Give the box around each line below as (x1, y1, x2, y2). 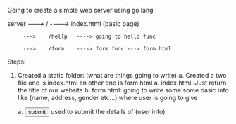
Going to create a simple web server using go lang (7, 6, 154, 14)
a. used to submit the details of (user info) (17, 108, 166, 116)
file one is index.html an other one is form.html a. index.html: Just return (17, 78, 227, 87)
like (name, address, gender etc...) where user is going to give (17, 94, 198, 102)
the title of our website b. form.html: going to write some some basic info (17, 86, 229, 94)
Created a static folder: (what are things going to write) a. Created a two (17, 71, 227, 79)
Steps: (7, 57, 26, 66)
